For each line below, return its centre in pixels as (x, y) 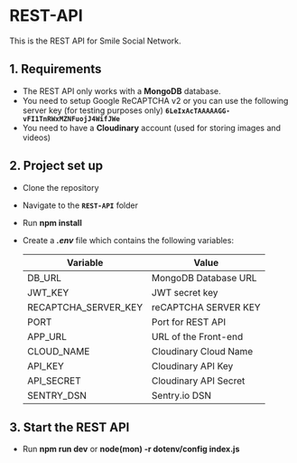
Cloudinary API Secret (199, 381)
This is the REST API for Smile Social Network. (96, 41)
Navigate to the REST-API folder (80, 205)
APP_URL (47, 336)
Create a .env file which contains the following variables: (128, 240)
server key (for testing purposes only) (93, 110)
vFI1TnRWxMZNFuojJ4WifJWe (71, 118)
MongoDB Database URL (204, 278)
